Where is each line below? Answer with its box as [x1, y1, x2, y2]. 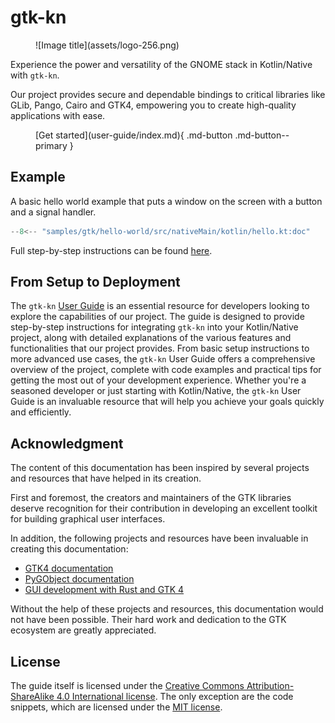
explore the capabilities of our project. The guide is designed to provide [10, 311, 305, 323]
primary [35, 139, 68, 151]
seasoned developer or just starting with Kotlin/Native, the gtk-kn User [10, 385, 302, 397]
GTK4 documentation [24, 562, 114, 575]
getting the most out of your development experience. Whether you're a [10, 374, 307, 386]
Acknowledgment [10, 435, 124, 452]
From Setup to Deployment [10, 274, 181, 291]
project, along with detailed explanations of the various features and [10, 332, 292, 344]
